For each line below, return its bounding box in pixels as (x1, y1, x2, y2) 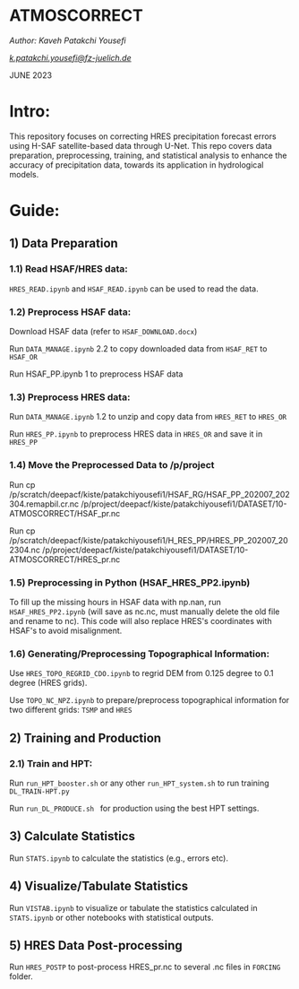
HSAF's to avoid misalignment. (9, 625, 123, 636)
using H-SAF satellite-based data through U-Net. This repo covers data (9, 140, 273, 151)
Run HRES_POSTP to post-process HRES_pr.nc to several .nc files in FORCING (9, 961, 281, 973)
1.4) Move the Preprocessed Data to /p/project (9, 459, 215, 472)
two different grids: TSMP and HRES (9, 705, 132, 716)
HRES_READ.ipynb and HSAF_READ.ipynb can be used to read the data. (9, 283, 259, 294)
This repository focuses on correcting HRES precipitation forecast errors (9, 131, 277, 142)
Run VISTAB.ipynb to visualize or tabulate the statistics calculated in (9, 902, 258, 913)
